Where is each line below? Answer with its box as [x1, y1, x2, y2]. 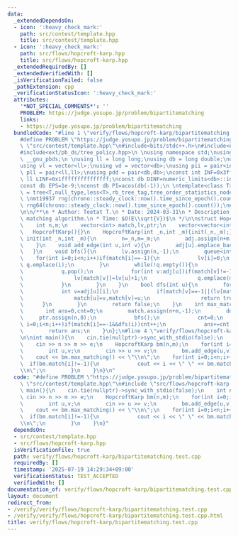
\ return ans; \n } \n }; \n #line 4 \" [20, 327, 157, 335]
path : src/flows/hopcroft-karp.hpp [20, 50, 125, 58]
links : [20, 116, 40, 123]
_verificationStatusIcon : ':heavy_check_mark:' [13, 89, 157, 97]
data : [7, 10, 23, 18]
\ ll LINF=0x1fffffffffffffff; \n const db [20, 175, 144, 183]
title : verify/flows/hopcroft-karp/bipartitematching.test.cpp [7, 519, 198, 526]
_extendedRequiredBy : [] [13, 63, 87, 70]
